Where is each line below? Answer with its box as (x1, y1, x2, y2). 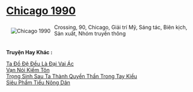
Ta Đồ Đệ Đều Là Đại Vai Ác (6, 60, 74, 67)
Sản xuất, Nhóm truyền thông (54, 29, 126, 37)
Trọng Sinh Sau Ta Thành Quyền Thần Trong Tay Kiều (6, 73, 137, 80)
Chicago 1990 (6, 4, 76, 18)
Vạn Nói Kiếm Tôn (6, 66, 50, 73)
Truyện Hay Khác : (6, 48, 53, 55)
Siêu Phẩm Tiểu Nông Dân (6, 78, 70, 86)
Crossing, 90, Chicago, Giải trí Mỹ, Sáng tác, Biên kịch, (54, 24, 188, 31)
